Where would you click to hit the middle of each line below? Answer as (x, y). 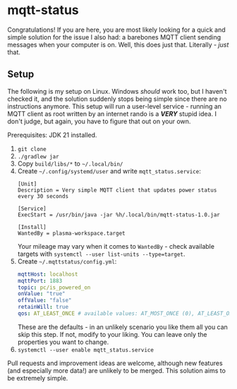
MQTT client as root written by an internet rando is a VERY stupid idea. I (112, 113)
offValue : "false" (44, 301)
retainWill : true (43, 307)
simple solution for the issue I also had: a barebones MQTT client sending (114, 37)
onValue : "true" (41, 294)
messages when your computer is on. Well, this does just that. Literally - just (118, 44)
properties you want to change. (63, 342)
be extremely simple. (38, 378)
